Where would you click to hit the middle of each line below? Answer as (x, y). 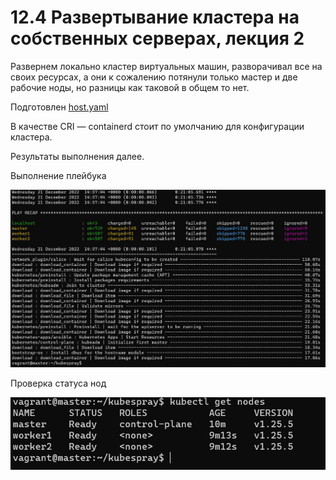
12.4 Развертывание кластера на (155, 17)
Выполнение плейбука (58, 175)
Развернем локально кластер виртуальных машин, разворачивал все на (166, 66)
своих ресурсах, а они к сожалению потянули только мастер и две (154, 77)
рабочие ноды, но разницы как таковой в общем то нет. (130, 87)
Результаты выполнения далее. (77, 156)
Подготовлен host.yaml (59, 107)
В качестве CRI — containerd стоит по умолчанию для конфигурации (157, 126)
